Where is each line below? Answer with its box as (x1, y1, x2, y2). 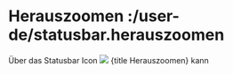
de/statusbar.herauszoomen (8, 25, 225, 45)
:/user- (127, 6, 180, 26)
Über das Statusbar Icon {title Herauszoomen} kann (8, 55, 210, 65)
